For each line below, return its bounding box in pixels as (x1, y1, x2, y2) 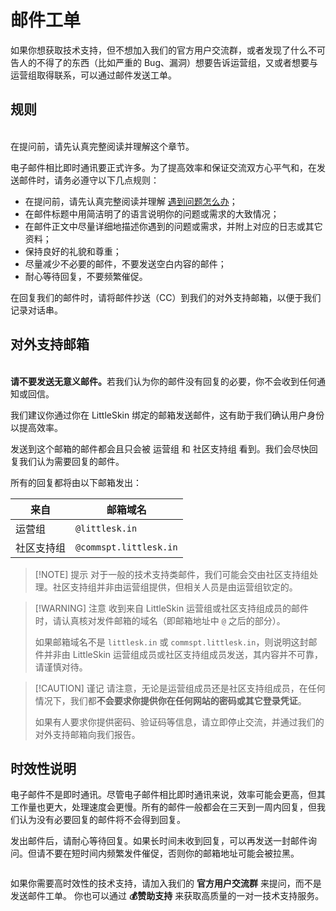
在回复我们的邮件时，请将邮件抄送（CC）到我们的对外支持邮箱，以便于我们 (10, 291, 322, 303)
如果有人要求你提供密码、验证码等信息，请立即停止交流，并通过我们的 (34, 716, 325, 728)
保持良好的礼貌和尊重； (24, 245, 122, 257)
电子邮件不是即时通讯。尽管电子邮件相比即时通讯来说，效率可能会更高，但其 (10, 789, 326, 801)
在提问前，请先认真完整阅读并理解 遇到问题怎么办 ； (24, 195, 238, 207)
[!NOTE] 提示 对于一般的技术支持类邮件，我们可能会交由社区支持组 (34, 568, 310, 580)
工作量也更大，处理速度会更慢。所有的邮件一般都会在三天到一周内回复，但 (10, 801, 317, 813)
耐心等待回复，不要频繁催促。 (24, 270, 148, 282)
